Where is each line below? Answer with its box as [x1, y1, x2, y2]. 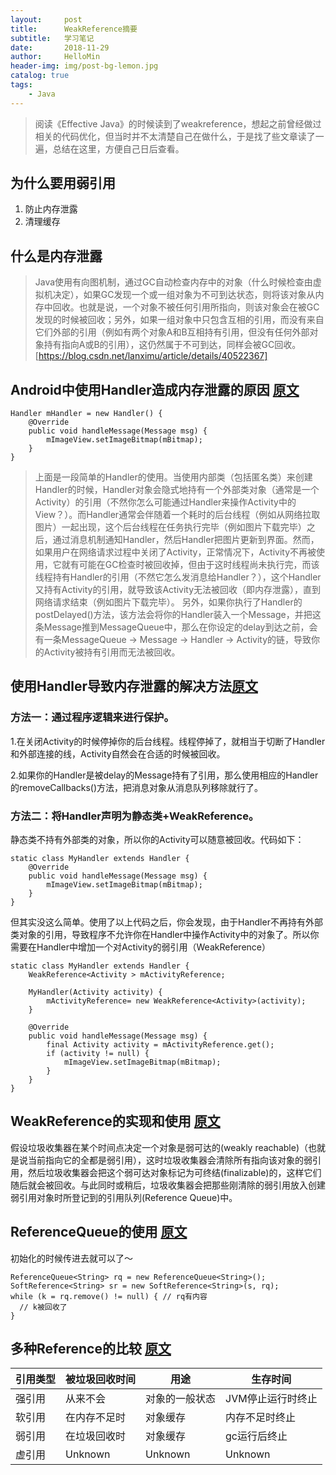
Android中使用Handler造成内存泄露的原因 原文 [10, 381, 300, 398]
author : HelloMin [10, 52, 101, 62]
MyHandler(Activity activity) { [28, 987, 163, 998]
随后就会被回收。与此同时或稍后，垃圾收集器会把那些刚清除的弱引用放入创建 [10, 1179, 326, 1191]
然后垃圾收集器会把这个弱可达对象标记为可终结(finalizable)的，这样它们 [27, 1166, 322, 1178]
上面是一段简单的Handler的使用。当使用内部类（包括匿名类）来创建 [34, 471, 313, 483]
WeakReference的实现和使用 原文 [10, 1113, 221, 1130]
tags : [10, 80, 33, 90]
